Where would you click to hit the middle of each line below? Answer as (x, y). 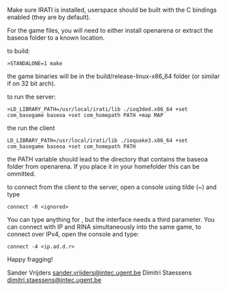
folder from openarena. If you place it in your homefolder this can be (103, 166)
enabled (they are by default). (49, 17)
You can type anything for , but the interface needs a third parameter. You (111, 219)
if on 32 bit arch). (31, 84)
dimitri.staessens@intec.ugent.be (54, 280)
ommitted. (22, 174)
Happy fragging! (30, 259)
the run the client (31, 128)
